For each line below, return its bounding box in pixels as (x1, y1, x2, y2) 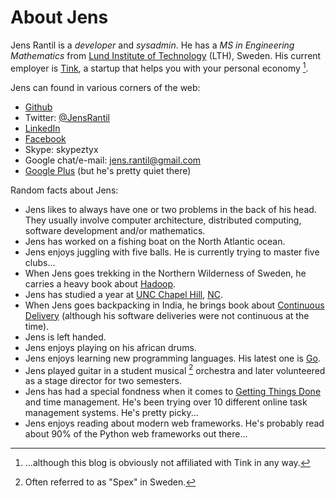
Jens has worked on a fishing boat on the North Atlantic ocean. (24, 235, 286, 247)
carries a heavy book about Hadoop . (24, 277, 177, 290)
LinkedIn (24, 122, 61, 134)
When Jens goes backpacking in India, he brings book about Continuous (24, 299, 325, 311)
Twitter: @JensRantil (24, 111, 111, 123)
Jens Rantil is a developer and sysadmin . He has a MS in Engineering (10, 39, 295, 51)
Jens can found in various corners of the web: (10, 81, 201, 93)
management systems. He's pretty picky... (24, 407, 199, 419)
